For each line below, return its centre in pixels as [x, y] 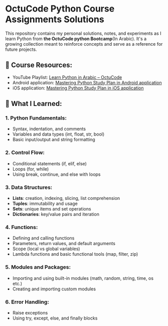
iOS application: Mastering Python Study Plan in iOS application [78, 88]
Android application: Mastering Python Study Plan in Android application [87, 82]
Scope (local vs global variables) [46, 249]
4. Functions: [22, 227]
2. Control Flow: [25, 153]
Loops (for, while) [31, 169]
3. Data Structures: [29, 187]
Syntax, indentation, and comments [49, 129]
